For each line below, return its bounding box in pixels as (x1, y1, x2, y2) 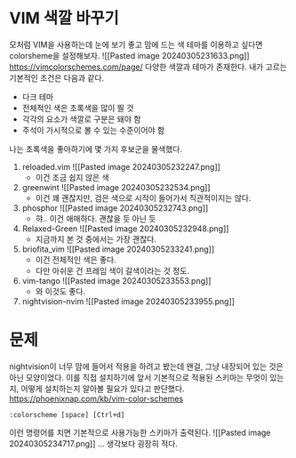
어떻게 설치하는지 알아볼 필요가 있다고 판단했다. (20, 383, 185, 394)
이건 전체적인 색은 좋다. (35, 254, 117, 265)
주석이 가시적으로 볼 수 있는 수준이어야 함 (21, 125, 165, 135)
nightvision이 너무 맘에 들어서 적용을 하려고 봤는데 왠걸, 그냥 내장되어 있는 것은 (9, 361, 284, 372)
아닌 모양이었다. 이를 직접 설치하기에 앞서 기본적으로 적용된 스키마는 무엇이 (9, 372, 268, 382)
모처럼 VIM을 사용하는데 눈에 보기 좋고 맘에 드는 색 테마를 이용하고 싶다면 (9, 39, 263, 50)
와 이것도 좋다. (35, 285, 86, 296)
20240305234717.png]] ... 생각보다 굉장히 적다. (9, 438, 178, 449)
